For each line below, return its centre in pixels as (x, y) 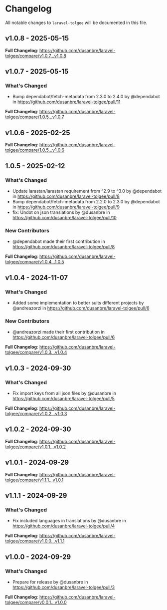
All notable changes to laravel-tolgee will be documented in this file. (76, 23)
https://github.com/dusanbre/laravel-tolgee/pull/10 (65, 217)
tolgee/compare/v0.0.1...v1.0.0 (36, 602)
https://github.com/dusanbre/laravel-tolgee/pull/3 (64, 587)
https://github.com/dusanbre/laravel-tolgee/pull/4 (64, 526)
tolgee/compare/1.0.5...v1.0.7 (35, 117)
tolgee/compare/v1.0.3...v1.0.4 (36, 352)
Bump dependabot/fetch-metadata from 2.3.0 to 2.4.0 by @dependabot (86, 97)
